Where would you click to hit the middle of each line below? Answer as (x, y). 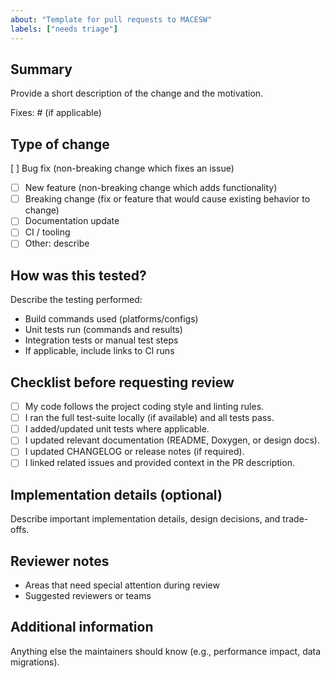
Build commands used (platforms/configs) (111, 319)
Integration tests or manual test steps (101, 340)
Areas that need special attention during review (122, 585)
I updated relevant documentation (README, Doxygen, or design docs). (172, 440)
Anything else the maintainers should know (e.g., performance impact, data (166, 651)
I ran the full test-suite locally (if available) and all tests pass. (149, 418)
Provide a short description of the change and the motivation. (137, 93)
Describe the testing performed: (76, 300)
